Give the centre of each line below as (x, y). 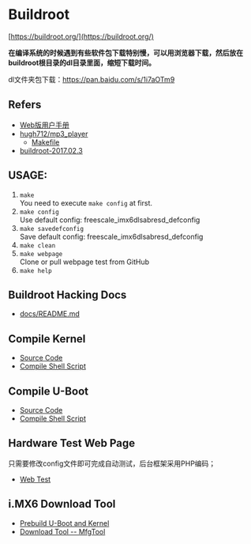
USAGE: (28, 176)
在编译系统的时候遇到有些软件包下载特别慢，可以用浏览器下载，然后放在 (126, 52)
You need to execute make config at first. (86, 202)
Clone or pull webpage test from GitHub (84, 262)
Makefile (45, 142)
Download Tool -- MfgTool (62, 531)
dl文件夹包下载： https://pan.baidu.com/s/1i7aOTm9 (92, 79)
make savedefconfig (52, 229)
